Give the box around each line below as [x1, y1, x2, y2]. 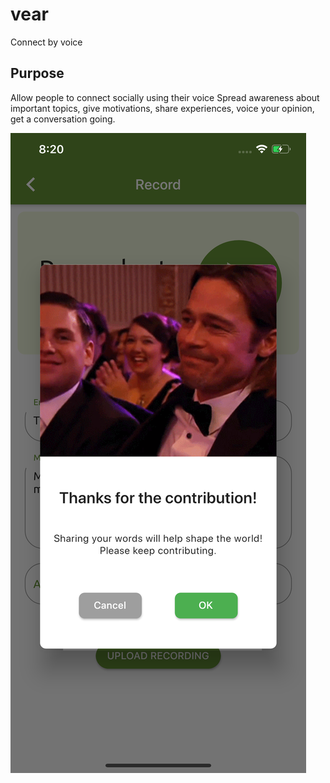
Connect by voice [10, 36, 83, 48]
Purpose [10, 65, 65, 82]
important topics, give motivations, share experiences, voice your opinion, [10, 102, 315, 114]
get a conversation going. [10, 113, 116, 125]
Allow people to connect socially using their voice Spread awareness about [10, 91, 320, 103]
